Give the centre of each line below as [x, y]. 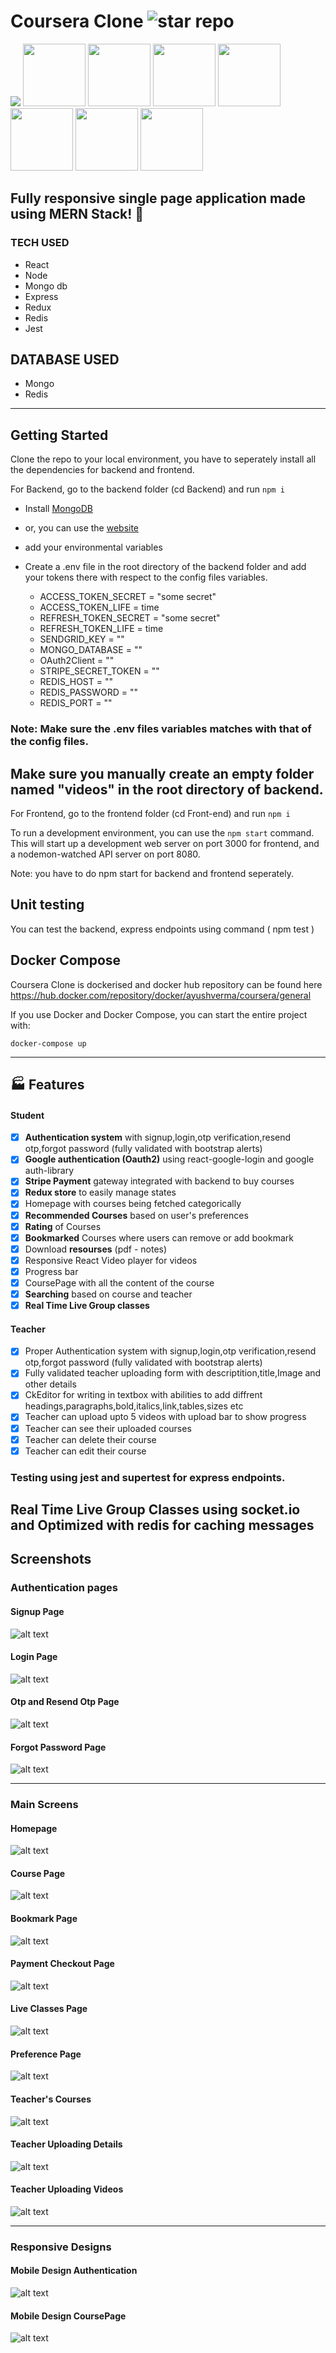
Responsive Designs [61, 2247]
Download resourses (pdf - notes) [96, 1249]
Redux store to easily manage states [100, 1192]
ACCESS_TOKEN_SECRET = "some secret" [128, 597]
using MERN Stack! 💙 [77, 214]
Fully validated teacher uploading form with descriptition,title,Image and [173, 1373]
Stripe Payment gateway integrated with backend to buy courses [159, 1181]
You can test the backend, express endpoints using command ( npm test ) [162, 929]
